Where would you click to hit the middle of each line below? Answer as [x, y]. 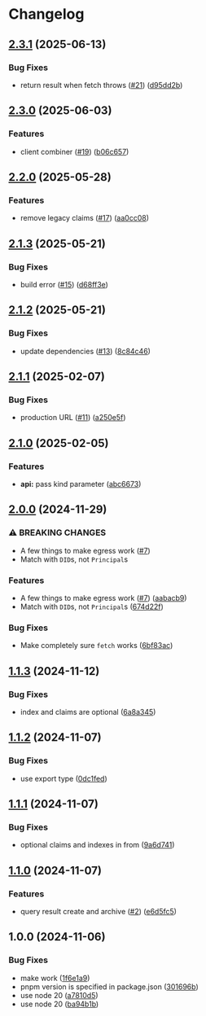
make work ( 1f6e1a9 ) [55, 978]
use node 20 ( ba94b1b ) [59, 1004]
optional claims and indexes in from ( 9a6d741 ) [97, 845]
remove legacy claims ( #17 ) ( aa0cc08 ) [84, 218]
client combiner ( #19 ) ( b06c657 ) [75, 151]
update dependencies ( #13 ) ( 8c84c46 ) [85, 351]
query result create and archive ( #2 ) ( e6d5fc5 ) [99, 912]
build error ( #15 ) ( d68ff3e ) [64, 284]
